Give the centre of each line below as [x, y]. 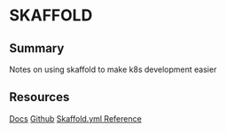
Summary [37, 48]
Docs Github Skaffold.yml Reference [75, 118]
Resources [39, 97]
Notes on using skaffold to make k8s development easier [113, 69]
